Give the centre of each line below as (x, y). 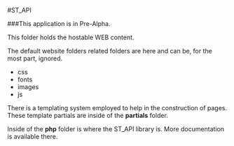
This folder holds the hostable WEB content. (71, 37)
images (28, 87)
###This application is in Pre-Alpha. (59, 24)
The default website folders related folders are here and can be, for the (110, 51)
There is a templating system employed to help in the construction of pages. (117, 108)
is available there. (33, 137)
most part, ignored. (35, 58)
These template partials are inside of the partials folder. (88, 115)
